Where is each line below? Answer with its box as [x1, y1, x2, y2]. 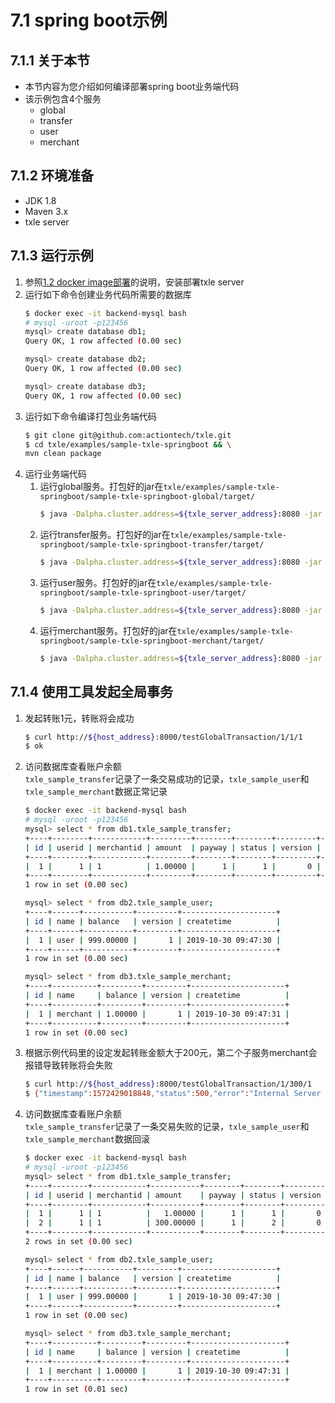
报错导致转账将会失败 [24, 1059, 113, 1071]
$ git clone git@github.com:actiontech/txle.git [24, 430, 232, 440]
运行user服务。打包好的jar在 [39, 577, 157, 588]
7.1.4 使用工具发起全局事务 [10, 684, 173, 701]
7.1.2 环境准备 [10, 167, 94, 185]
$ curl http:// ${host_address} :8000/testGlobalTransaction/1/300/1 [24, 1079, 312, 1090]
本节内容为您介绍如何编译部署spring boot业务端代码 [24, 81, 240, 92]
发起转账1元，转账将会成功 [24, 712, 135, 724]
